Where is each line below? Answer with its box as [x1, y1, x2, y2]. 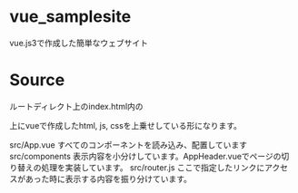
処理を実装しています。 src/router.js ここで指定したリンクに [40, 161, 265, 173]
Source [9, 70, 65, 91]
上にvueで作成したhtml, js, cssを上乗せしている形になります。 [9, 120, 243, 130]
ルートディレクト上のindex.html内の [9, 101, 144, 111]
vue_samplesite [9, 6, 132, 27]
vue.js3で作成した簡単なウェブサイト [9, 37, 148, 48]
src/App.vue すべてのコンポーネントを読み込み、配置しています [9, 139, 248, 150]
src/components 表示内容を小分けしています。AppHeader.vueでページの [9, 150, 282, 161]
